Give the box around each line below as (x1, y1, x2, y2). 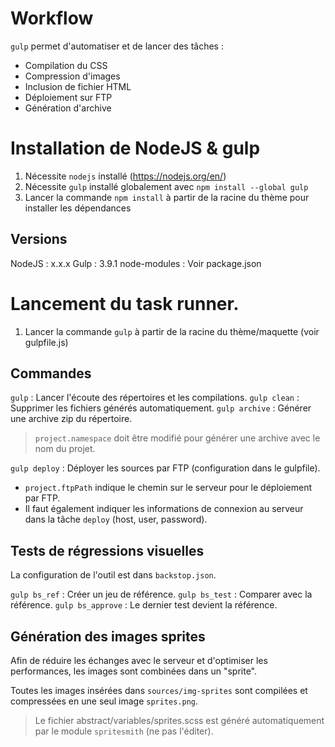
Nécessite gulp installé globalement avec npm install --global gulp (24, 180, 309, 192)
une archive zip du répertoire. (10, 413, 133, 425)
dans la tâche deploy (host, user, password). (24, 513, 208, 526)
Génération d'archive (24, 102, 112, 114)
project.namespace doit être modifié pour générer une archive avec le (34, 432, 321, 444)
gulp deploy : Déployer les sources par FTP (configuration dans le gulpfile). (10, 462, 321, 474)
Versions (10, 231, 68, 248)
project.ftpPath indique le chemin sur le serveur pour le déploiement (24, 482, 313, 494)
